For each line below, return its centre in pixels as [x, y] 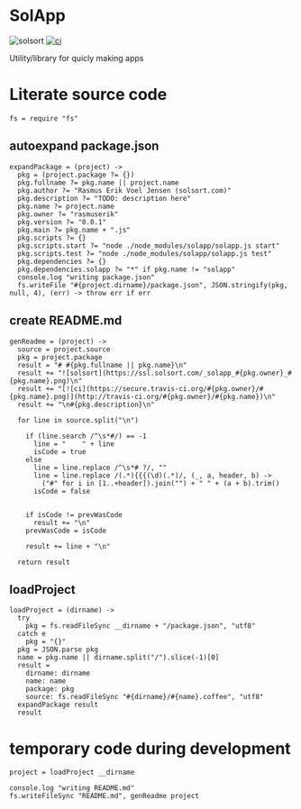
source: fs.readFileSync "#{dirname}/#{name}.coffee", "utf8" [145, 697]
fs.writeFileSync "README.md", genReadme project [105, 796]
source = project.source [64, 349]
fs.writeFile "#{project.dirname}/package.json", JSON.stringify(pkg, [153, 285]
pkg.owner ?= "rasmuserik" [68, 214]
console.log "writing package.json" [86, 277]
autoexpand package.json [84, 146]
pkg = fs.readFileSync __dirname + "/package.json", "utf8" [141, 626]
